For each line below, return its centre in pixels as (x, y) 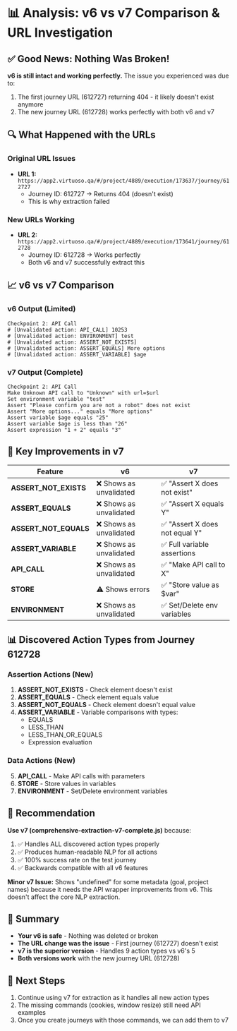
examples (31, 1013)
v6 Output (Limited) (42, 309)
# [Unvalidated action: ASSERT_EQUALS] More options (86, 348)
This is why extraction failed (69, 201)
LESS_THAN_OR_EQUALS (65, 735)
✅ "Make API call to (193, 565)
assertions (178, 553)
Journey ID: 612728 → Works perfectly (84, 255)
